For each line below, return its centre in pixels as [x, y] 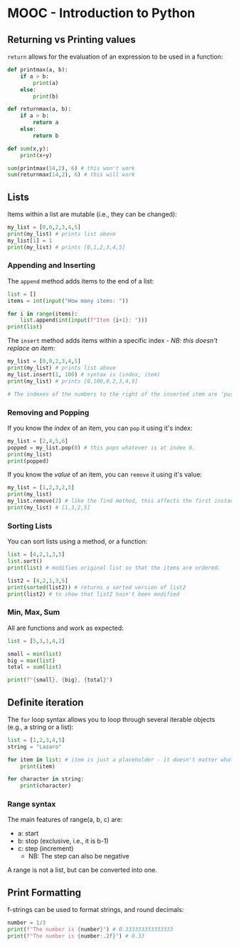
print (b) [46, 96]
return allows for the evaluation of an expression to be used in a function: [115, 56]
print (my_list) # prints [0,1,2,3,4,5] [67, 247]
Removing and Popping [48, 412]
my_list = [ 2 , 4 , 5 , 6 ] [38, 441]
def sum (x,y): [28, 149]
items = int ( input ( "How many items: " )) [68, 301]
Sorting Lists [30, 526]
